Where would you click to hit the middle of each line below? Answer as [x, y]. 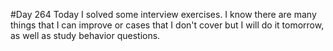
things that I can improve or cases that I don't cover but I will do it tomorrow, [167, 25]
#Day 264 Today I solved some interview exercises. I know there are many [163, 14]
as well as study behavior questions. [85, 35]
